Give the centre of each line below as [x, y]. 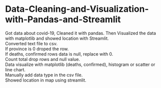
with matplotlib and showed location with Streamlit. [57, 38]
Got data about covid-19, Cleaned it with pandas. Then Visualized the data [81, 33]
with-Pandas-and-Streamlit [63, 19]
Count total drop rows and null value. [43, 59]
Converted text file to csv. [31, 43]
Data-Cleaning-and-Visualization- [77, 9]
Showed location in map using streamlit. [46, 80]
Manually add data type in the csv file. [44, 75]
